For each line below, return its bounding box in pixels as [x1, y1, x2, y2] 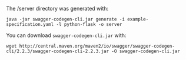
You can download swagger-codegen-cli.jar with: [6, 32, 127, 39]
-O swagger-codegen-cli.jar [111, 48, 181, 54]
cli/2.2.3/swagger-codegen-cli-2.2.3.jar [6, 48, 109, 54]
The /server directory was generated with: [6, 5, 109, 12]
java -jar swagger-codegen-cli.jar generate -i [6, 16, 125, 22]
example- [127, 16, 149, 22]
